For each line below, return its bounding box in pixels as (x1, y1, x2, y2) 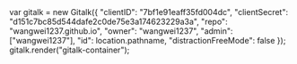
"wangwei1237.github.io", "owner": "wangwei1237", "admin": (9, 26, 233, 36)
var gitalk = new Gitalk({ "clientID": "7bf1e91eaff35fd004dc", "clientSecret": (9, 7, 289, 17)
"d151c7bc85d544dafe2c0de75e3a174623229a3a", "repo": (9, 16, 228, 27)
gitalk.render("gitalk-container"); (9, 44, 130, 55)
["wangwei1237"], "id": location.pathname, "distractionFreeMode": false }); (9, 36, 286, 45)
